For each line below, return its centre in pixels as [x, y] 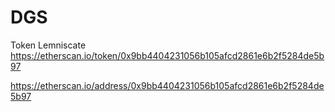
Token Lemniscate [48, 45]
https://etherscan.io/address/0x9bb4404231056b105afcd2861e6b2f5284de [167, 85]
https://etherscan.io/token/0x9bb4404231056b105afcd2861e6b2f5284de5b [167, 55]
